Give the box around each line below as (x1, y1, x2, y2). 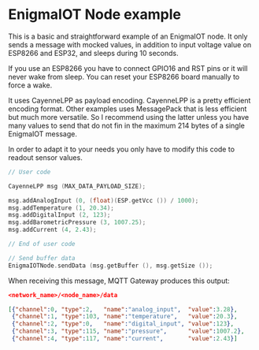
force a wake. (8, 80, 53, 90)
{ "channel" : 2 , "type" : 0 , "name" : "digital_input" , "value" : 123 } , (11, 320, 235, 328)
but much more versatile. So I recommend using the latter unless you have (8, 112, 250, 121)
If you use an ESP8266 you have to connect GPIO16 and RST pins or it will (8, 63, 248, 73)
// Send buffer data (8, 254, 76, 262)
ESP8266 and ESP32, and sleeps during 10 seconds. (8, 48, 179, 58)
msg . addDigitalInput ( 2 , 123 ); (8, 211, 111, 219)
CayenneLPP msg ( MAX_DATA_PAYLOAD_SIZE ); (8, 182, 146, 190)
